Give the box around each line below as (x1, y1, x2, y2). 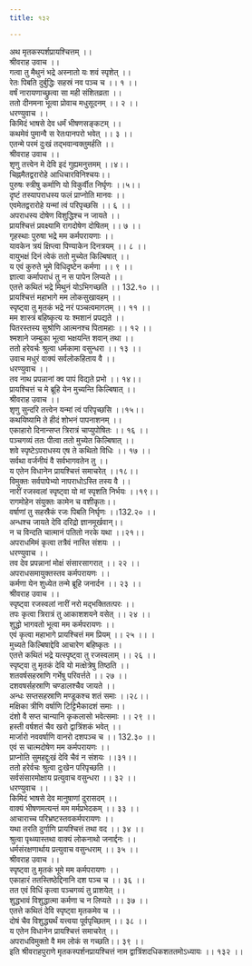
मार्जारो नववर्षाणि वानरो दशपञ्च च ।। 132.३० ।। (9, 731, 156, 742)
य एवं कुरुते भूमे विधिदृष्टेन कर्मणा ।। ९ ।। (9, 261, 133, 272)
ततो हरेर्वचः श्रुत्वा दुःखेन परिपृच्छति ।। (9, 762, 117, 772)
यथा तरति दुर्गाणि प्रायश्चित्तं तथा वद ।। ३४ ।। (9, 823, 145, 834)
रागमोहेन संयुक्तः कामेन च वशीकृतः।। (9, 496, 116, 507)
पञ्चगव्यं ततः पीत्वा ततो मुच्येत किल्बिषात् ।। (9, 434, 135, 445)
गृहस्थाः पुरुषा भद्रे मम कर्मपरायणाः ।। (9, 230, 114, 241)
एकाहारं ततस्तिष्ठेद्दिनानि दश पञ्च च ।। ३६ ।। (9, 874, 146, 885)
